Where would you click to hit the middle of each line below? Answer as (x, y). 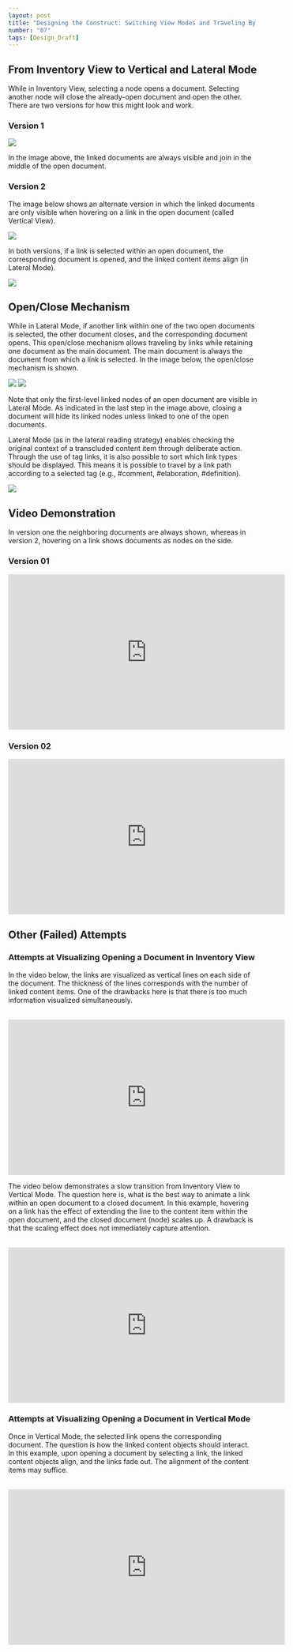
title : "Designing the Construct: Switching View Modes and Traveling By (132, 23)
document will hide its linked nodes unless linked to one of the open (118, 416)
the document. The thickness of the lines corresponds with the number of (128, 983)
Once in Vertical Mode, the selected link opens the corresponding (115, 1436)
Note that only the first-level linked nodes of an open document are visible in (133, 400)
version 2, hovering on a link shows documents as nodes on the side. (121, 541)
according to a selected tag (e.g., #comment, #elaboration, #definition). (124, 474)
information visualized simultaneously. (70, 1000)
